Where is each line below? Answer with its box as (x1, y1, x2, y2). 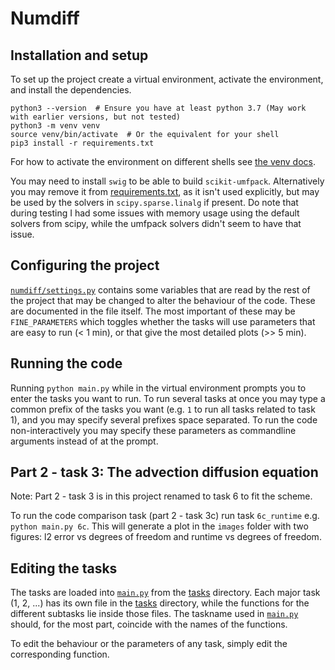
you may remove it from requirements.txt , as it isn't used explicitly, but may (10, 186, 320, 197)
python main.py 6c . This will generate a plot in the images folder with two (10, 520, 309, 532)
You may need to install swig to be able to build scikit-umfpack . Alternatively (10, 175, 325, 187)
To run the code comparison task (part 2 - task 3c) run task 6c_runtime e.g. (10, 510, 320, 522)
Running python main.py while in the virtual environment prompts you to (10, 382, 307, 394)
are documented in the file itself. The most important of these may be (10, 305, 296, 317)
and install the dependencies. (10, 84, 132, 96)
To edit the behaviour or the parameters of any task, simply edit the (10, 638, 288, 650)
